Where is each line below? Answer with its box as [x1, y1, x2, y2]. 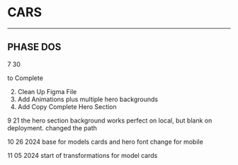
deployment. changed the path [7, 123, 97, 132]
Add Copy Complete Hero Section [17, 102, 117, 110]
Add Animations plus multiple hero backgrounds [17, 95, 158, 103]
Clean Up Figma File [17, 87, 77, 96]
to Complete [7, 74, 44, 82]
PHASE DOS [7, 41, 62, 53]
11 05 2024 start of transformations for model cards [7, 151, 158, 159]
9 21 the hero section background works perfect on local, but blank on [7, 116, 212, 125]
